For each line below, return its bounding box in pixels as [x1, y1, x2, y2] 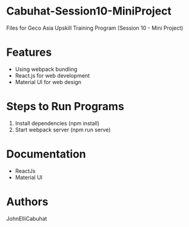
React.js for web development [15, 71, 90, 79]
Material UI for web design [15, 78, 82, 85]
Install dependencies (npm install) [15, 119, 100, 127]
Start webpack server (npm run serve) [15, 126, 111, 133]
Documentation [6, 147, 87, 161]
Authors [6, 195, 48, 208]
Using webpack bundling [15, 65, 78, 73]
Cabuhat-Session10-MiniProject [6, 4, 171, 18]
